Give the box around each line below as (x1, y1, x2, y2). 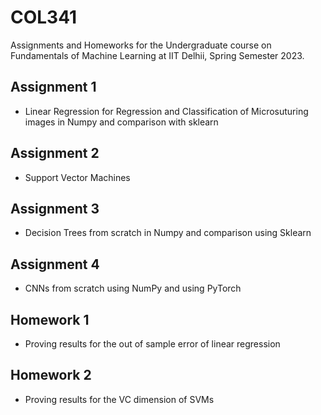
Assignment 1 (10, 79, 97, 96)
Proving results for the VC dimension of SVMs (24, 393, 215, 405)
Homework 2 (10, 367, 92, 384)
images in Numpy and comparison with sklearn (24, 116, 219, 128)
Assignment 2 (10, 145, 100, 162)
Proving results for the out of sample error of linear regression (24, 338, 281, 350)
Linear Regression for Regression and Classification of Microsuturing (24, 105, 309, 117)
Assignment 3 (10, 200, 100, 217)
